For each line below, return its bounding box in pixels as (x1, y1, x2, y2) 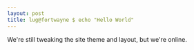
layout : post (7, 10, 45, 17)
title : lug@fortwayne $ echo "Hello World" (7, 16, 135, 23)
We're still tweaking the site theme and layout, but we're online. (7, 35, 188, 43)
